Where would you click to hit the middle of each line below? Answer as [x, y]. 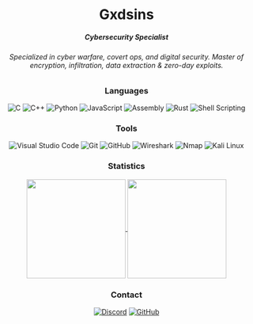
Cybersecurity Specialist [126, 36]
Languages [126, 90]
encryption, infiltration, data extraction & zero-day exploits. [126, 66]
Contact [126, 295]
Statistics [126, 166]
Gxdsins [126, 15]
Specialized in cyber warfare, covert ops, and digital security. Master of [126, 57]
